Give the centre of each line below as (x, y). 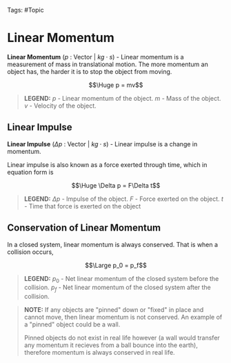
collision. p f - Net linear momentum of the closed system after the (118, 288)
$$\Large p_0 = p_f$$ (116, 265)
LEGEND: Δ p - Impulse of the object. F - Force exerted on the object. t (124, 199)
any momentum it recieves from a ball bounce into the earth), (111, 345)
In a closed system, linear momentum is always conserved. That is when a (113, 244)
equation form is (30, 172)
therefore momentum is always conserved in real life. (99, 353)
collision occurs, (30, 252)
